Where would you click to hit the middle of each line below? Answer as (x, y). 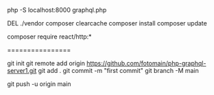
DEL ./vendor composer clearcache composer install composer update (107, 23)
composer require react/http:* (49, 36)
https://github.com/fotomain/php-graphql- (146, 63)
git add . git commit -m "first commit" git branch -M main (118, 71)
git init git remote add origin (46, 63)
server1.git (22, 71)
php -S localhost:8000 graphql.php (57, 10)
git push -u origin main (39, 84)
